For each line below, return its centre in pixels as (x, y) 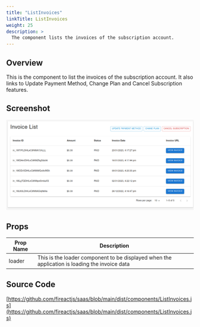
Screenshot (28, 108)
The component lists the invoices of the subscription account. (93, 38)
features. (17, 90)
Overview (25, 63)
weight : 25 (20, 25)
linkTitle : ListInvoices (37, 19)
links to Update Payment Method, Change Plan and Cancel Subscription (94, 83)
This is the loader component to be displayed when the (104, 258)
